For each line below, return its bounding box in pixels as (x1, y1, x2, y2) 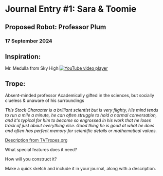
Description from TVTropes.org (5, 137, 68, 143)
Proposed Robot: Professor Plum (5, 23, 106, 31)
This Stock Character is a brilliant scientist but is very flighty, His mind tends (5, 107, 159, 113)
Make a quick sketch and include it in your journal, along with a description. (5, 166, 156, 172)
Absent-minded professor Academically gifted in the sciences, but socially (5, 93, 155, 98)
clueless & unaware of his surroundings (5, 98, 84, 103)
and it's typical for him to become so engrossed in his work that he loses (5, 117, 151, 123)
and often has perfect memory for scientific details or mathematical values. (5, 128, 157, 134)
